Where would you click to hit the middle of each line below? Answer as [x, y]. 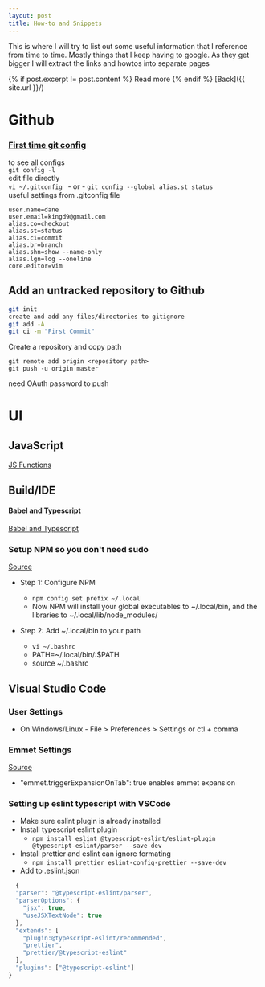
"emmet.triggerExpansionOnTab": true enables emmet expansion [127, 783]
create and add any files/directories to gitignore [96, 317]
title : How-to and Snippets [55, 23]
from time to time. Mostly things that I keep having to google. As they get [129, 55]
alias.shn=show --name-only [55, 252]
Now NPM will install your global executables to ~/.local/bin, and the [145, 607]
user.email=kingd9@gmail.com [57, 217]
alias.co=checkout [39, 223]
